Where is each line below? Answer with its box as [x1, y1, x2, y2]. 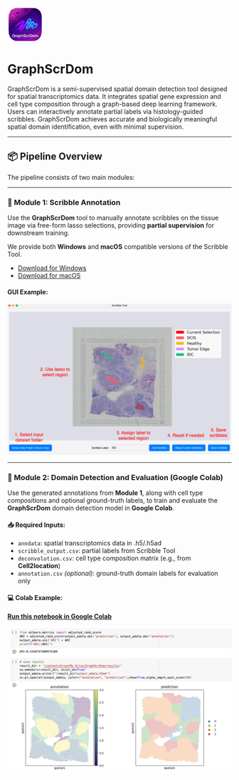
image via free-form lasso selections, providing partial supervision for [7, 221, 215, 230]
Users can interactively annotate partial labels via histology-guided [7, 107, 203, 116]
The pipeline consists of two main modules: [7, 173, 135, 181]
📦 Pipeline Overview [7, 151, 103, 163]
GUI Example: [7, 287, 48, 296]
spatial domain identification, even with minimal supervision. [7, 122, 184, 131]
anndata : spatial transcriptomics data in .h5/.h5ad [17, 539, 162, 547]
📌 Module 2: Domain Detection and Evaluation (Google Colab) [7, 472, 223, 482]
